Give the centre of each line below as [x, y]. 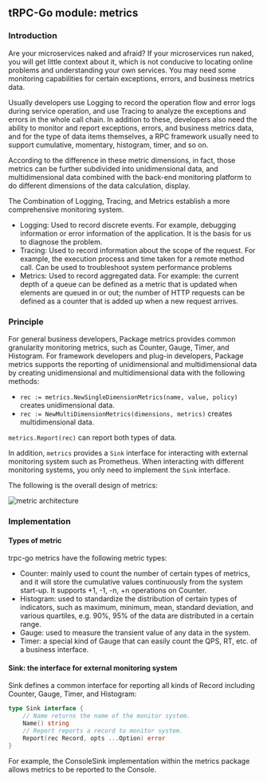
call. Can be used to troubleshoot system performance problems [126, 267]
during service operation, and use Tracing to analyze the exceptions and [127, 111]
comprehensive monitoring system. [66, 209]
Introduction [33, 36]
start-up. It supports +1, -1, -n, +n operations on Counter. [113, 590]
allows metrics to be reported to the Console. [82, 769]
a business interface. [54, 650]
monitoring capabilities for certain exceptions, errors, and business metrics [132, 78]
